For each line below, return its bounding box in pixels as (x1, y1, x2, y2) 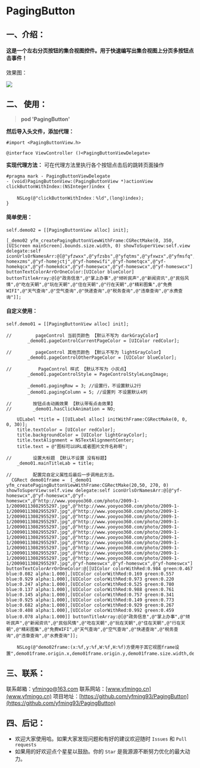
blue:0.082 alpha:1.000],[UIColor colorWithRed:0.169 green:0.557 (6, 571, 174, 577)
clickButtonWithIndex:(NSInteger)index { (6, 184, 111, 189)
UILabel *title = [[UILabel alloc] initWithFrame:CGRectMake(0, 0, (17, 416, 187, 422)
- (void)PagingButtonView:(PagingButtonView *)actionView (6, 178, 153, 184)
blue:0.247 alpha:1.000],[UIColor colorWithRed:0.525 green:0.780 (6, 582, 174, 587)
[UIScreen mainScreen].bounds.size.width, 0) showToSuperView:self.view (6, 242, 190, 248)
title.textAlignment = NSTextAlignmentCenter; (17, 437, 135, 443)
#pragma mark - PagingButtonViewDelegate (6, 173, 111, 179)
